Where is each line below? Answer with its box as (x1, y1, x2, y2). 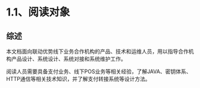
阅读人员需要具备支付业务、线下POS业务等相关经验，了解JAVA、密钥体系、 (6, 68, 192, 75)
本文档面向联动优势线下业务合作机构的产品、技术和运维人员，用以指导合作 (6, 48, 189, 55)
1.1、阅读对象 (6, 5, 70, 19)
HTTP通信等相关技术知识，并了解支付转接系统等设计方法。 (6, 76, 151, 82)
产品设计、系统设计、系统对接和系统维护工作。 (11, 55, 126, 62)
